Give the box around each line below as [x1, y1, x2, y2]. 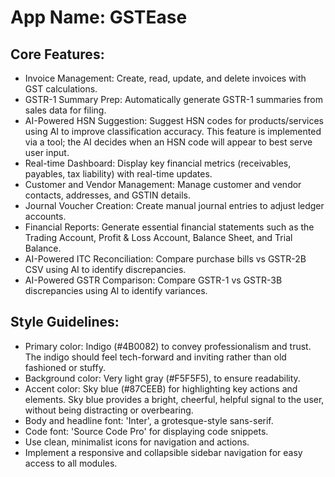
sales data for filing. [24, 104, 107, 116]
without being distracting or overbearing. [24, 404, 194, 416]
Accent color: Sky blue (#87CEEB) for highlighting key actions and [24, 382, 298, 395]
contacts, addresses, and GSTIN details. [24, 189, 192, 201]
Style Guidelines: [10, 314, 120, 331]
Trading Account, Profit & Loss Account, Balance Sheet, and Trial [24, 232, 293, 243]
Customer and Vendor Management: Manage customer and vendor [24, 179, 302, 190]
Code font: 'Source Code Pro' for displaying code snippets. [24, 425, 269, 437]
